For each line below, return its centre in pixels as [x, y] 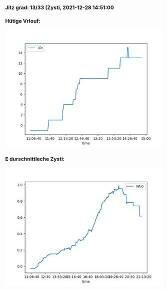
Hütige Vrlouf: [23, 21]
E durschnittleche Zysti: [35, 159]
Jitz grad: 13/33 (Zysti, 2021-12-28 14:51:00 [59, 8]
